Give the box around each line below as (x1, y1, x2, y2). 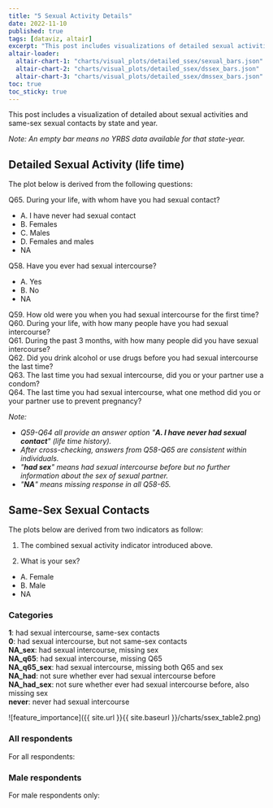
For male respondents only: (8, 790, 100, 800)
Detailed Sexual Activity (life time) (8, 158, 185, 172)
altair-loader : (8, 50, 60, 58)
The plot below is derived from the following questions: (8, 180, 193, 189)
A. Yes (19, 277, 42, 287)
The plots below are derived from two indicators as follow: (8, 525, 203, 534)
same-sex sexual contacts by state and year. (8, 119, 158, 128)
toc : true (8, 80, 42, 88)
